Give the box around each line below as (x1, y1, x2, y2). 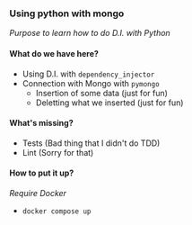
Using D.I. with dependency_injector (22, 68, 155, 79)
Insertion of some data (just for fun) (35, 87, 169, 98)
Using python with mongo (9, 7, 125, 20)
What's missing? (9, 118, 74, 129)
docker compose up (22, 206, 92, 216)
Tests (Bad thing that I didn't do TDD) (22, 138, 161, 148)
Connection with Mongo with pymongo (22, 77, 160, 88)
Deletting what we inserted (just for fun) (35, 97, 184, 108)
